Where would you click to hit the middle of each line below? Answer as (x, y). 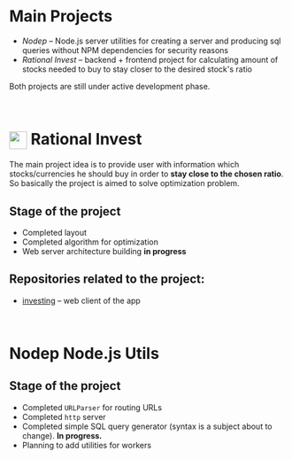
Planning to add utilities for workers (87, 445)
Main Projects (61, 16)
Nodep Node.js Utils (84, 354)
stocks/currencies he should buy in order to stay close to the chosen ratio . (146, 174)
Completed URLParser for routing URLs (92, 407)
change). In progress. (62, 435)
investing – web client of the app (81, 300)
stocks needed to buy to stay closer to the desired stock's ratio (137, 69)
